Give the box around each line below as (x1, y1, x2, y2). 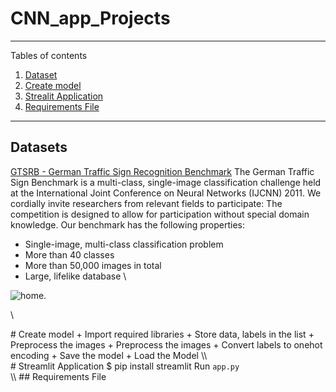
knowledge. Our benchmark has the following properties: (10, 218, 246, 231)
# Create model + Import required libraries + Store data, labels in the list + (10, 328, 315, 340)
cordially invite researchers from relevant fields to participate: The (10, 197, 283, 209)
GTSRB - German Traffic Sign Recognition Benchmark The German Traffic (10, 165, 315, 177)
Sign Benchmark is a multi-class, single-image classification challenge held (10, 176, 322, 188)
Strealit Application (24, 90, 104, 102)
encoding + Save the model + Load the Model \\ (10, 349, 208, 361)
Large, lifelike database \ (24, 270, 127, 282)
